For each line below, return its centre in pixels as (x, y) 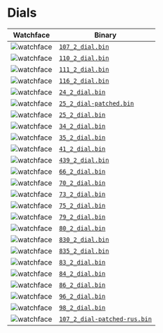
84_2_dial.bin (82, 273)
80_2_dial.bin (82, 228)
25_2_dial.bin (82, 114)
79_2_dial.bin (82, 217)
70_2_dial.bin (82, 183)
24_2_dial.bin (82, 92)
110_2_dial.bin (84, 58)
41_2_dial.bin (82, 149)
